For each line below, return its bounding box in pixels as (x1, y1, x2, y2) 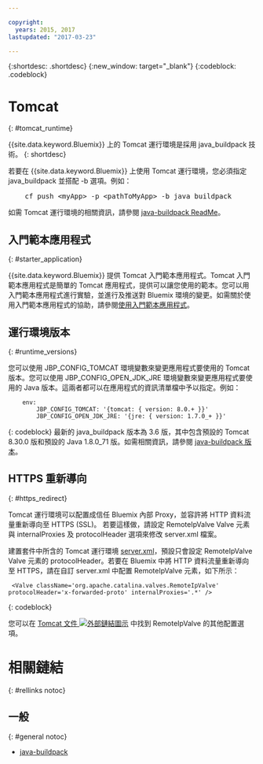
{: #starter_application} (8, 254, 82, 264)
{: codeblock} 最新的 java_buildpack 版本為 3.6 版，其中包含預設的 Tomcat (8, 427, 250, 436)
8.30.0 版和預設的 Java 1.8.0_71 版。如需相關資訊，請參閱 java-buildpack (8, 436, 243, 446)
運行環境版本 (8, 325, 71, 339)
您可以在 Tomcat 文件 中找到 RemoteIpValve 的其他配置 (8, 618, 238, 628)
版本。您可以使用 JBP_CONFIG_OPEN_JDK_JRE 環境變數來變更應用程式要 (8, 373, 246, 382)
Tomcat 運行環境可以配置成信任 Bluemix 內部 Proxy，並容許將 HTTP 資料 (8, 510, 245, 519)
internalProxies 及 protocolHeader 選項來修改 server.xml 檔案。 (16, 529, 221, 539)
